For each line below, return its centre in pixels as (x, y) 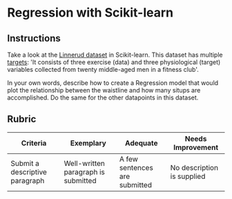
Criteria (34, 143)
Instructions (34, 38)
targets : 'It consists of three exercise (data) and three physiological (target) (114, 62)
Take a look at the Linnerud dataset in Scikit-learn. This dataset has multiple (115, 55)
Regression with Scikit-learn (90, 13)
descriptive (29, 172)
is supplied (188, 176)
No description (194, 167)
